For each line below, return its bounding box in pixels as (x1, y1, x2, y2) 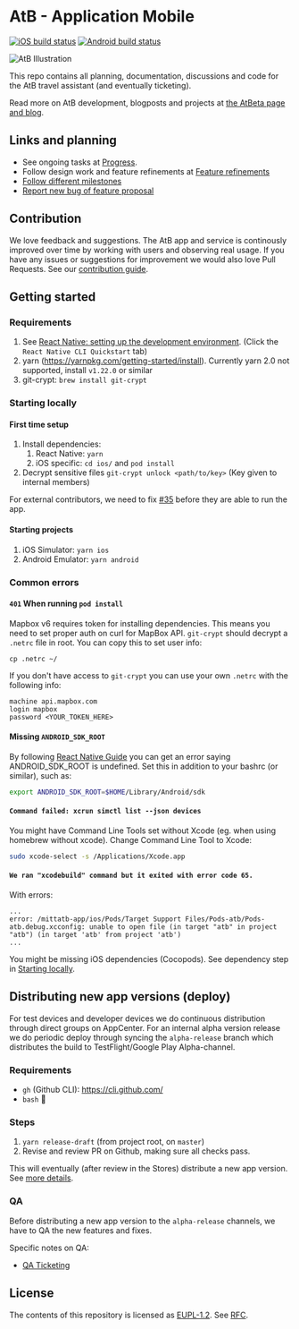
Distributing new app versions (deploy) (9, 989, 231, 1004)
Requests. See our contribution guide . (9, 263, 149, 274)
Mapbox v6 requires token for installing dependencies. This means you (9, 618, 270, 628)
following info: (9, 679, 62, 690)
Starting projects (9, 524, 74, 534)
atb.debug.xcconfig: (9, 923, 87, 932)
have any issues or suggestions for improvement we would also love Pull (9, 253, 277, 265)
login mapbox (9, 704, 58, 713)
